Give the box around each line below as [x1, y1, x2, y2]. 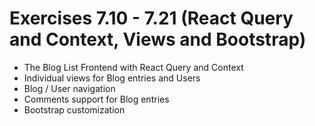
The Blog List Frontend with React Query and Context [23, 61, 244, 73]
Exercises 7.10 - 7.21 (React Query [9, 7, 294, 30]
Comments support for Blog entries [23, 93, 170, 105]
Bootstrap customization [23, 103, 126, 116]
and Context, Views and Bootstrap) [9, 28, 307, 51]
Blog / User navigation [23, 82, 116, 94]
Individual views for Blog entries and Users [23, 72, 201, 84]
